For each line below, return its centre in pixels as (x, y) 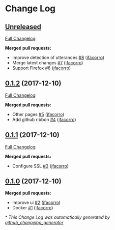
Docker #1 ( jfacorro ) (32, 208)
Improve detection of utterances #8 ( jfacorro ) (58, 57)
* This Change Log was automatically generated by (57, 217)
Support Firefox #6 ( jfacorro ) (42, 68)
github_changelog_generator (34, 223)
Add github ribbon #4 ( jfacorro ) (44, 119)
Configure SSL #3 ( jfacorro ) (40, 166)
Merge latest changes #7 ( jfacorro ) (48, 63)
